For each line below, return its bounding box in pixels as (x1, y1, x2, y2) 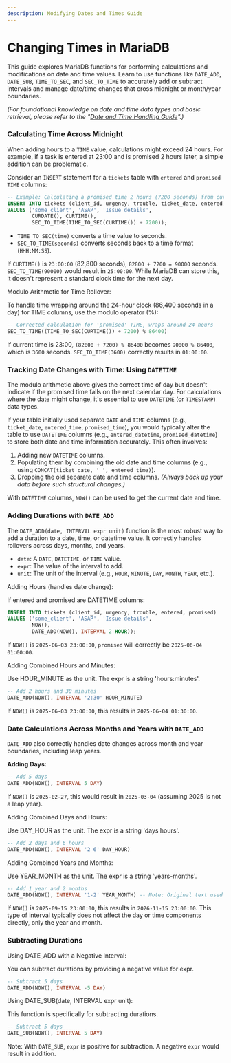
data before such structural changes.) (16, 480, 126, 488)
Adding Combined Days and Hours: (7, 813, 108, 821)
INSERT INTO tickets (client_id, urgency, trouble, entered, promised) (7, 609, 217, 616)
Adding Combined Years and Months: (7, 858, 113, 867)
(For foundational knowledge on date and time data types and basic (7, 105, 201, 114)
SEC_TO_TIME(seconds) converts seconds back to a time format (16, 239, 194, 248)
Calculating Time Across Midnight (7, 129, 124, 139)
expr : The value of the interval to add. (16, 561, 124, 570)
